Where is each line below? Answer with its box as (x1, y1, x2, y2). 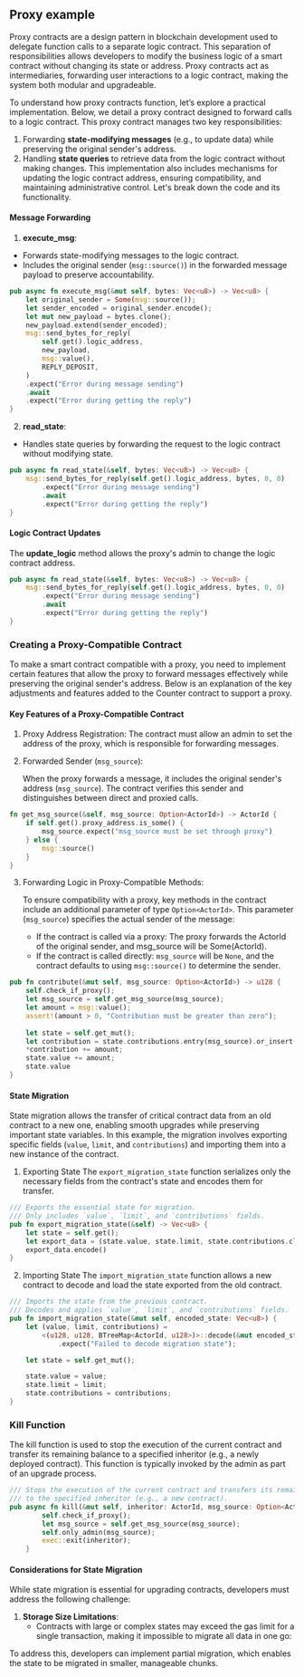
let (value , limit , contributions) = (25, 1322, 168, 1331)
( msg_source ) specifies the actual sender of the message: (22, 914, 235, 925)
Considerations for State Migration (9, 1564, 143, 1575)
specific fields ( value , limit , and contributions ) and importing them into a (9, 1139, 287, 1150)
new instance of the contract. (9, 1149, 119, 1160)
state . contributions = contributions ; (25, 1389, 172, 1398)
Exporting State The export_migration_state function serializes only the (22, 1166, 291, 1177)
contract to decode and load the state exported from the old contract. (22, 1279, 282, 1290)
